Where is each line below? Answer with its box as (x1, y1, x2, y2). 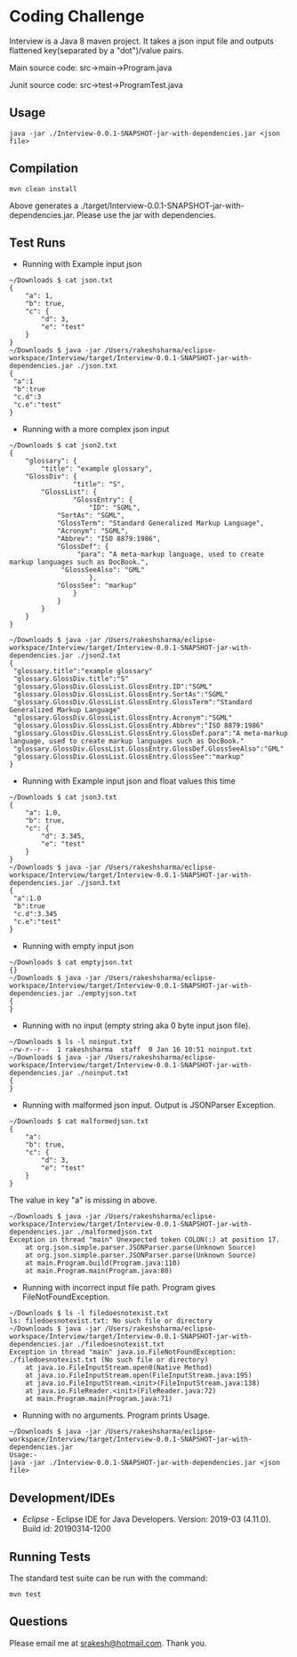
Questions (9, 1614, 68, 1629)
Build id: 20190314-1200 (21, 1524, 111, 1534)
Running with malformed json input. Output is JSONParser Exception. (21, 1100, 276, 1111)
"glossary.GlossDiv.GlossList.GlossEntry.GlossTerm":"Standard (12, 698, 253, 707)
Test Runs (9, 235, 67, 250)
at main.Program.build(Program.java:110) (25, 1259, 181, 1268)
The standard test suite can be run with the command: (9, 1573, 208, 1583)
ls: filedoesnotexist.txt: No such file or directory (9, 1316, 213, 1326)
